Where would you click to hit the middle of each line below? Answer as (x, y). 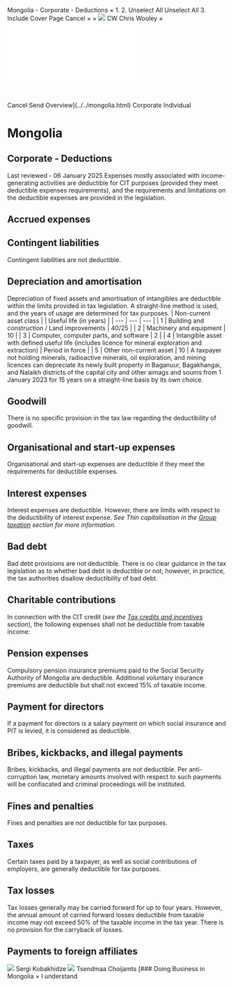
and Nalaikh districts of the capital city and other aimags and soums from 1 (114, 372)
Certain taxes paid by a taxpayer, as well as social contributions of (102, 861)
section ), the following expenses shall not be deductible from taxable (106, 624)
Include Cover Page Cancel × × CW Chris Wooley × (85, 18)
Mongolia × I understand (42, 977)
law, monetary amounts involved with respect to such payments (130, 777)
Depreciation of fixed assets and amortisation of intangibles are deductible (114, 298)
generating (23, 183)
